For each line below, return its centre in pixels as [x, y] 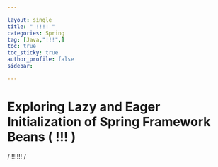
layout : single [30, 20]
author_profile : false [41, 60]
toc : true [22, 47]
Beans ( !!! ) [42, 136]
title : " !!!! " [31, 26]
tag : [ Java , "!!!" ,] [36, 39]
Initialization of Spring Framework [109, 122]
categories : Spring [36, 33]
